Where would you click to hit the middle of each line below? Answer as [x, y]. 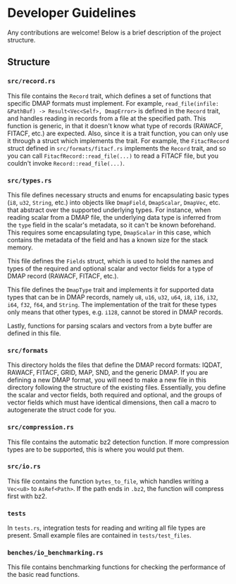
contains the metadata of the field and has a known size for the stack [108, 240]
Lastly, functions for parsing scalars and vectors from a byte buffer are [110, 325]
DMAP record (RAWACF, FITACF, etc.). [63, 275]
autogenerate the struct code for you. [62, 410]
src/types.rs [30, 180]
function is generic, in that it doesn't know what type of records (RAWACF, [115, 125]
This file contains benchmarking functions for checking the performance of [117, 567]
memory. [20, 247]
